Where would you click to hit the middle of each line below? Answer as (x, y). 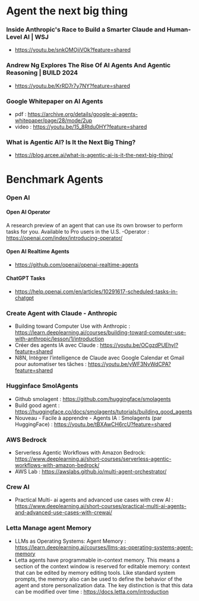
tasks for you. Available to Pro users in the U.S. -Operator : (78, 231)
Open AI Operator (28, 212)
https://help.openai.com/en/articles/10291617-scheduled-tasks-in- (96, 292)
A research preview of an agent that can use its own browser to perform (94, 225)
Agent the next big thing (67, 11)
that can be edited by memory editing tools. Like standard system (95, 572)
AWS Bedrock (26, 440)
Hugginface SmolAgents (42, 386)
